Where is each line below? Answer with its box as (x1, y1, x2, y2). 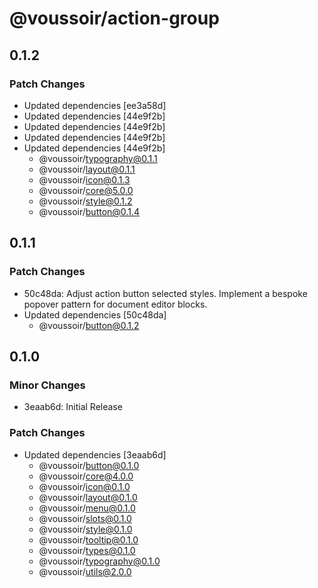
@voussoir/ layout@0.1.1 (38, 163, 136, 175)
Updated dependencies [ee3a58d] (23, 99, 167, 111)
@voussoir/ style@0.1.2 (38, 195, 133, 207)
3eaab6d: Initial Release (23, 401, 123, 413)
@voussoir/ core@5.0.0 (38, 184, 134, 196)
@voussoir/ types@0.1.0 (38, 544, 136, 556)
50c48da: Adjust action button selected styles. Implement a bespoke (23, 287, 308, 299)
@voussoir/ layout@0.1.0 (38, 491, 138, 503)
